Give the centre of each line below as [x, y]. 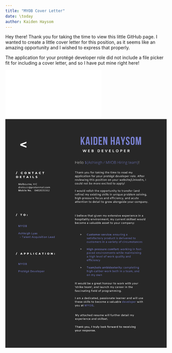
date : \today [19, 16]
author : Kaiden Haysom [29, 22]
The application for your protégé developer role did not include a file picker [84, 58]
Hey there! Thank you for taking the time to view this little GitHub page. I [81, 37]
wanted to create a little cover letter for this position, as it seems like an [80, 42]
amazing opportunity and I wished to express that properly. [68, 48]
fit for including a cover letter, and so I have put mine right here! [72, 63]
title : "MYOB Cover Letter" [35, 11]
